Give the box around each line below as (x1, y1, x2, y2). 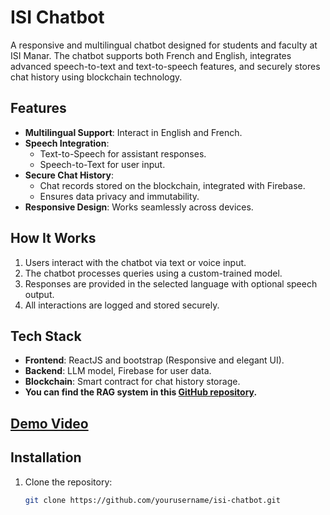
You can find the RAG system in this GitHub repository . (24, 386, 258, 398)
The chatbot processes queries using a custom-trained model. (24, 267, 283, 279)
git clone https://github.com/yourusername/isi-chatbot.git (24, 495, 281, 505)
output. (24, 288, 55, 300)
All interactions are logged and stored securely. (24, 299, 220, 311)
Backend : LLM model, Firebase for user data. (24, 365, 212, 377)
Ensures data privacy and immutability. (39, 190, 200, 202)
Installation (10, 449, 82, 466)
